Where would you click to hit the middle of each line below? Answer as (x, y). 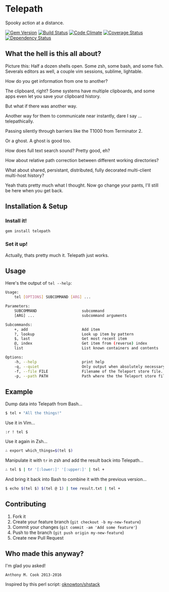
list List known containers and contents (86, 348)
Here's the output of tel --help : (38, 283)
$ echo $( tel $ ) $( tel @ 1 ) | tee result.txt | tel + (63, 488)
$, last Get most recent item (71, 339)
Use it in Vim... (20, 423)
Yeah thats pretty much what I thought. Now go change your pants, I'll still (82, 185)
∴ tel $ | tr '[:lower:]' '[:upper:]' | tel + (55, 469)
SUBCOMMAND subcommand (59, 311)
